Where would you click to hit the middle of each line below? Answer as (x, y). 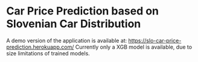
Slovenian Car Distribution (74, 24)
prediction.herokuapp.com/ (40, 47)
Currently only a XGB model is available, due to (133, 47)
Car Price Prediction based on (82, 11)
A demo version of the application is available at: (67, 40)
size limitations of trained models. (48, 53)
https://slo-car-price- (155, 40)
